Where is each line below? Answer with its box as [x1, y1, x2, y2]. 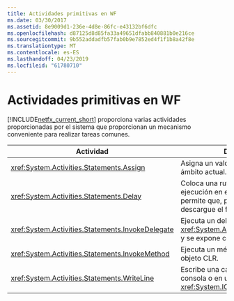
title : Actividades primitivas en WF [7, 10, 117, 17]
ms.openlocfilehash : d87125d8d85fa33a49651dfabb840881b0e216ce [7, 29, 195, 37]
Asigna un [180, 158, 214, 168]
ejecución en [180, 187, 223, 196]
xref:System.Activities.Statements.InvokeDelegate [10, 224, 174, 234]
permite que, [180, 196, 223, 206]
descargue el [180, 204, 224, 214]
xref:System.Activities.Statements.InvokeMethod [10, 249, 170, 258]
